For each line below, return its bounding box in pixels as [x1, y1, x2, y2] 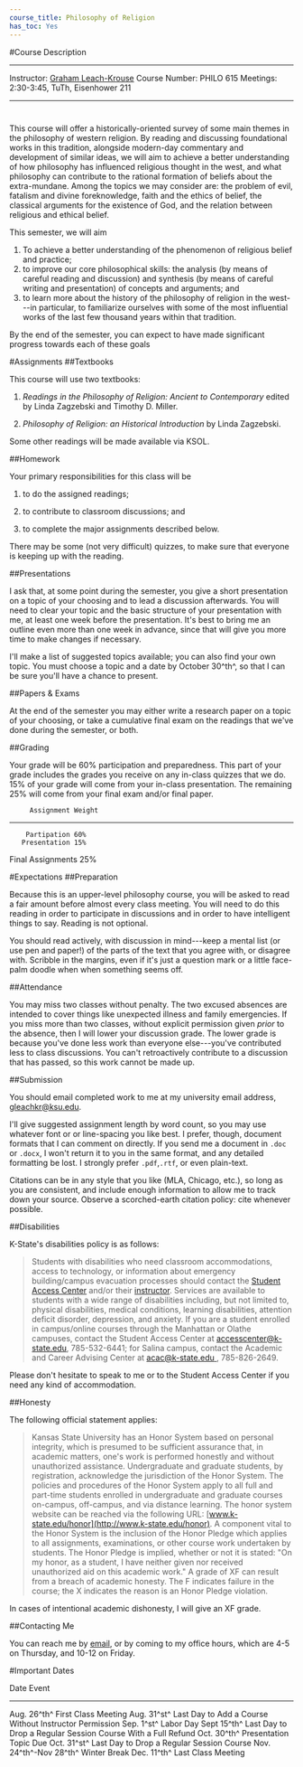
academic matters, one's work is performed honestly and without [31, 1451, 275, 1462]
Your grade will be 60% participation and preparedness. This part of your [9, 759, 282, 770]
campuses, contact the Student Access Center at [31, 1332, 215, 1343]
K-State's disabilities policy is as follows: [9, 1238, 160, 1249]
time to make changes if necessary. [9, 634, 142, 644]
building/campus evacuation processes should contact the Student [31, 1275, 281, 1286]
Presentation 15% [21, 838, 87, 847]
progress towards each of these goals [9, 338, 151, 349]
